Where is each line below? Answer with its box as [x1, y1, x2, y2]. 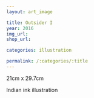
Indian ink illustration [6, 86, 58, 93]
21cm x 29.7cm [6, 75, 44, 82]
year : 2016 [6, 25, 34, 31]
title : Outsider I [6, 19, 53, 26]
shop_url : [6, 37, 32, 43]
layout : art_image [6, 8, 53, 15]
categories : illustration [6, 47, 72, 54]
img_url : [6, 31, 29, 37]
